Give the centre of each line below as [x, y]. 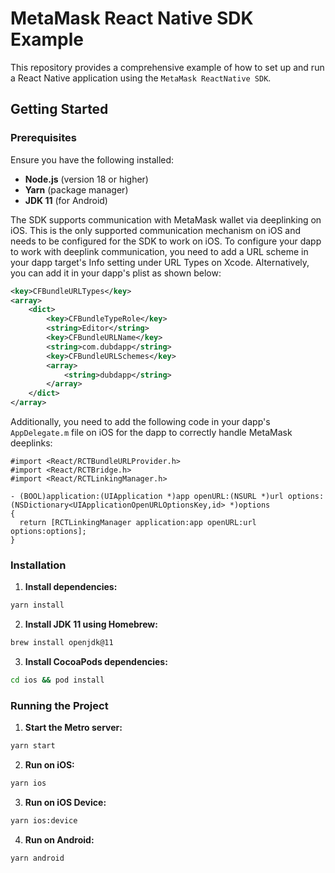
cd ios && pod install [57, 680]
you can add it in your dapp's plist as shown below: [116, 273]
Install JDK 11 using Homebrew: [91, 624]
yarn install [37, 605]
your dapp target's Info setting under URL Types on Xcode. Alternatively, [160, 262]
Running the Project [59, 705]
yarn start [33, 746]
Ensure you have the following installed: [92, 159]
